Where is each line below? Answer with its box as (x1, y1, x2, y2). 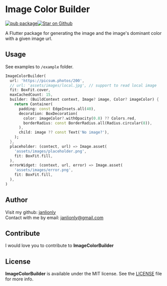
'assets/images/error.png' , (14, 168, 73, 173)
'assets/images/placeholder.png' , (14, 148, 87, 154)
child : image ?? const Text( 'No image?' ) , (18, 130, 109, 135)
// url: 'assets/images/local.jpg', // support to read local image (10, 83, 157, 88)
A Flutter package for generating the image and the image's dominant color (5, 30, 162, 36)
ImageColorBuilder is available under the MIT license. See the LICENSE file (5, 271, 162, 277)
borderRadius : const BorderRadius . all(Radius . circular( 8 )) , (23, 120, 152, 126)
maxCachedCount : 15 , (10, 92, 53, 97)
